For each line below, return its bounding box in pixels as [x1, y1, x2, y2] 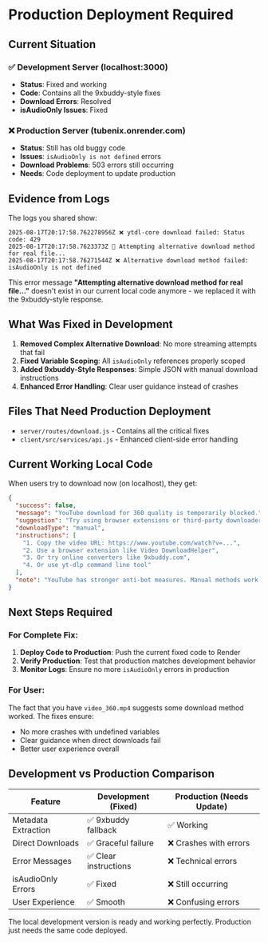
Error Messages [12, 855, 72, 866]
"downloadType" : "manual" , [15, 524, 105, 532]
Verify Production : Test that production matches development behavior [19, 656, 256, 665]
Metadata [12, 814, 49, 825]
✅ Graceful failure [86, 837, 154, 849]
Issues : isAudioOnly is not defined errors [19, 152, 162, 162]
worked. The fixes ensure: [8, 711, 94, 721]
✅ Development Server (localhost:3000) [8, 62, 169, 73]
